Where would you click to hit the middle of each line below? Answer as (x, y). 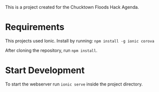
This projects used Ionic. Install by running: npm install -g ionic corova (80, 41)
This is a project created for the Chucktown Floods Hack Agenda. (72, 7)
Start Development (45, 70)
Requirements (35, 27)
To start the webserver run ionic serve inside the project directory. (74, 84)
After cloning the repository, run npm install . (51, 50)
